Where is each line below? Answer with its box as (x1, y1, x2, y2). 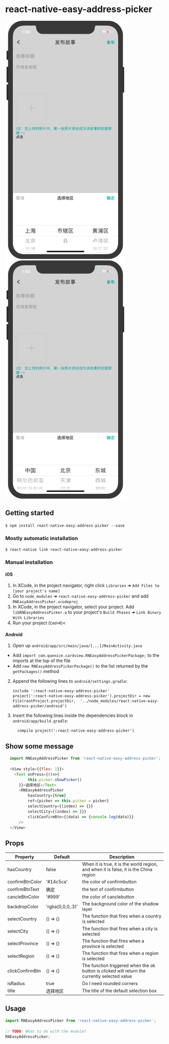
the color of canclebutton (82, 893, 135, 900)
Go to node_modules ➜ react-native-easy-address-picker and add (12, 593, 149, 599)
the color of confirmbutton (82, 879, 137, 885)
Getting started (5, 509, 54, 517)
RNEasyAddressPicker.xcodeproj (12, 600, 78, 605)
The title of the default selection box (82, 988, 157, 994)
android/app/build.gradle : (12, 718, 68, 724)
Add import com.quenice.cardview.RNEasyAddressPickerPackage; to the (12, 652, 160, 659)
